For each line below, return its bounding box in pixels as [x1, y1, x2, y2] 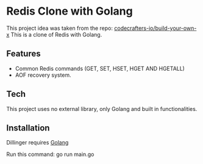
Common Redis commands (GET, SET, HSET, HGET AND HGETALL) [15, 65, 185, 72]
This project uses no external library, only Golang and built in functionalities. [6, 105, 198, 112]
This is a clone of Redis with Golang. [10, 30, 102, 38]
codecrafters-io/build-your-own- [113, 24, 197, 32]
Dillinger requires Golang [6, 139, 69, 146]
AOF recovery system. [15, 71, 71, 79]
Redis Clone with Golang [6, 4, 133, 18]
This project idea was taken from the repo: [6, 24, 113, 32]
